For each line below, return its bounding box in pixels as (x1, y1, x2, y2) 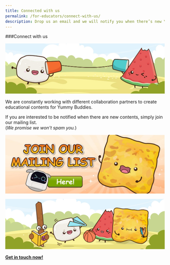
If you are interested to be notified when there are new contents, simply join (5, 114, 163, 120)
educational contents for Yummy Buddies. (5, 104, 93, 110)
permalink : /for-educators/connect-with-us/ (5, 13, 101, 19)
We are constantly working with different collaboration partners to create (5, 99, 157, 105)
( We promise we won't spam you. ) (5, 125, 77, 131)
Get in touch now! (5, 254, 44, 260)
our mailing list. (5, 119, 37, 125)
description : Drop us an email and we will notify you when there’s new (5, 19, 162, 24)
